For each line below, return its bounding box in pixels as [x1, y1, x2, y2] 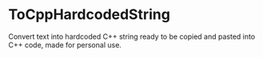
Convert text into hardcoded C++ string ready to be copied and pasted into [8, 32, 256, 41]
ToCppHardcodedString [8, 6, 170, 24]
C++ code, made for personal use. [8, 40, 122, 49]
